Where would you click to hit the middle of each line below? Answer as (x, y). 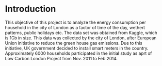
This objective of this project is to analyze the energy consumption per (76, 22)
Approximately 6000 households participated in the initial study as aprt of (79, 53)
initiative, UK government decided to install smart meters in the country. (77, 48)
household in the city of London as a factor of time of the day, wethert (75, 27)
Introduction (31, 9)
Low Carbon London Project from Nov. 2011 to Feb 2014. (61, 58)
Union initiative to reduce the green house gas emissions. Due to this (74, 43)
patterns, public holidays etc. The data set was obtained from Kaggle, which (81, 33)
